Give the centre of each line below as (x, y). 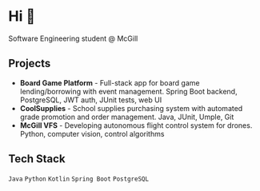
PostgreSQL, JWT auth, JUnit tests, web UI (91, 100)
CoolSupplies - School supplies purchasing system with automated (131, 108)
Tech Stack (37, 159)
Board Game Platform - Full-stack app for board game (110, 82)
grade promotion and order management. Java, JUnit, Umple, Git (127, 117)
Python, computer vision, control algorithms (92, 133)
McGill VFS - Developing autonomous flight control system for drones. (136, 125)
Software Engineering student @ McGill (73, 38)
